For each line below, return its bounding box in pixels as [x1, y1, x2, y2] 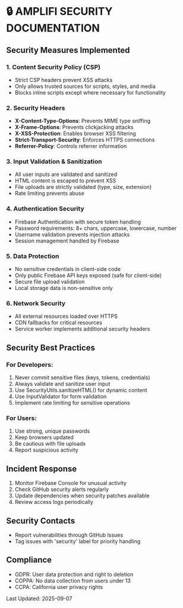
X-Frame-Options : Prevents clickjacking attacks [14, 124, 134, 131]
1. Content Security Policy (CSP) [6, 63, 101, 71]
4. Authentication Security [6, 204, 84, 213]
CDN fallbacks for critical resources [14, 319, 103, 326]
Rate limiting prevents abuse [14, 190, 84, 197]
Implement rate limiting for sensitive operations [14, 399, 130, 407]
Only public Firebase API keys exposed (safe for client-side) [14, 272, 162, 279]
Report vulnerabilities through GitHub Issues [14, 531, 124, 538]
